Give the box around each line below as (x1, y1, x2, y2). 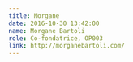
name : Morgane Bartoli (8, 27, 85, 35)
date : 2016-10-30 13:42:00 (8, 19, 100, 27)
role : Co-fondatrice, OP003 (8, 34, 104, 43)
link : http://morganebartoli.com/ (8, 42, 126, 50)
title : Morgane (8, 11, 60, 20)
